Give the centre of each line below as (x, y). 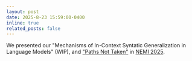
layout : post (23, 12)
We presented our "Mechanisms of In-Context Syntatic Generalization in (96, 45)
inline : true (23, 23)
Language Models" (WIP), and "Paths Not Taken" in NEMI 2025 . (85, 52)
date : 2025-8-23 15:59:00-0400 (46, 17)
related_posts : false (34, 28)
